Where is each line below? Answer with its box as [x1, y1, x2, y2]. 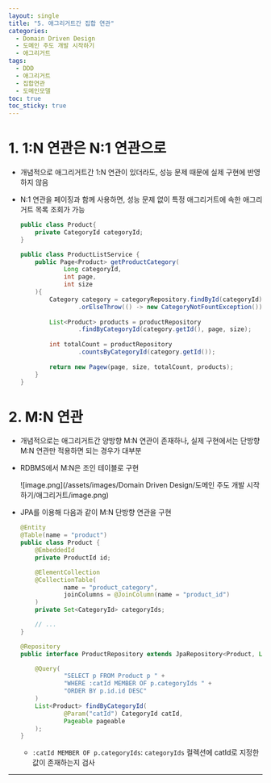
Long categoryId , [63, 266, 123, 274]
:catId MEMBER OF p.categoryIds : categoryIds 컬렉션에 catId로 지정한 [31, 747, 260, 757]
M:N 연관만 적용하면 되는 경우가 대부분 [19, 446, 142, 456]
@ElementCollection [35, 568, 101, 576]
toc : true [8, 94, 42, 103]
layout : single [8, 11, 60, 20]
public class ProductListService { [19, 250, 140, 258]
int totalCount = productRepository [49, 341, 173, 349]
